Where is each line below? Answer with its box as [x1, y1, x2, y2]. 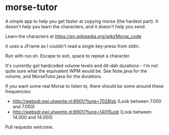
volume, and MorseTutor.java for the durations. [5, 73, 102, 79]
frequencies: [5, 88, 32, 94]
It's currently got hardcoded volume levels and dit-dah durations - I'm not [5, 62, 158, 69]
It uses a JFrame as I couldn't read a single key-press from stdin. [5, 43, 140, 49]
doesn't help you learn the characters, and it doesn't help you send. [5, 23, 146, 29]
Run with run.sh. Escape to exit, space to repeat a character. [5, 52, 131, 59]
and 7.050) [12, 103, 35, 109]
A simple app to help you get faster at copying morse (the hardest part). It [5, 18, 158, 24]
